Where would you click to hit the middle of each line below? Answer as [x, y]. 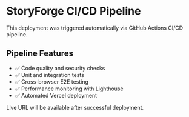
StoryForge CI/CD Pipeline [74, 11]
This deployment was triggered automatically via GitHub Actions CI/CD [95, 28]
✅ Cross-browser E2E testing [52, 82]
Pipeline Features [40, 54]
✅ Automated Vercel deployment [56, 95]
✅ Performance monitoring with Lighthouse [69, 89]
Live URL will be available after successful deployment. [75, 107]
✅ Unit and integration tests [50, 75]
